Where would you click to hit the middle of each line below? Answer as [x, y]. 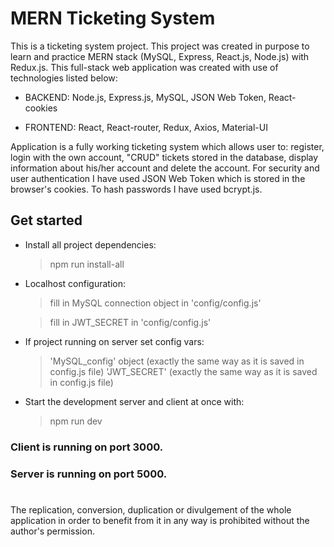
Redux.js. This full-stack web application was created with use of [144, 67]
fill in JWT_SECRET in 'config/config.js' [130, 322]
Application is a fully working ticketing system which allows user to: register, [167, 146]
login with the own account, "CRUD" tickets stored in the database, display [164, 157]
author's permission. [52, 531]
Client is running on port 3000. [87, 447]
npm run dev [76, 421]
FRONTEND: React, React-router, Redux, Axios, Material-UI [146, 127]
